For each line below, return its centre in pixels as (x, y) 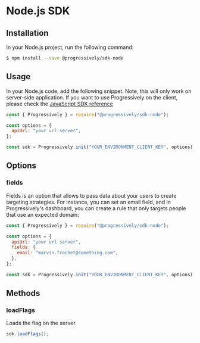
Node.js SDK (38, 11)
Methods (23, 293)
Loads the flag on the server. (41, 323)
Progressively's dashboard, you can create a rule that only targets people (96, 208)
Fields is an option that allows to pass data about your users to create (91, 195)
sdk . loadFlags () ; (28, 334)
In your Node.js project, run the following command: (70, 47)
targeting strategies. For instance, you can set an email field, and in (89, 202)
